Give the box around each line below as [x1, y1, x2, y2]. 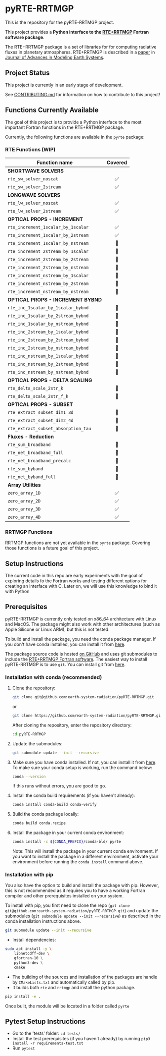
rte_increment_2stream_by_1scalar [7, 248, 89, 254]
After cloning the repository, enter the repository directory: [12, 722, 132, 728]
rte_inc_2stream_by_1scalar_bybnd [7, 329, 89, 334]
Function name [37, 159, 73, 166]
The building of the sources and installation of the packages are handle [12, 974, 158, 980]
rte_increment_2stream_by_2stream [7, 256, 89, 262]
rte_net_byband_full [7, 474, 56, 480]
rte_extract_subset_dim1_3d [7, 409, 74, 415]
